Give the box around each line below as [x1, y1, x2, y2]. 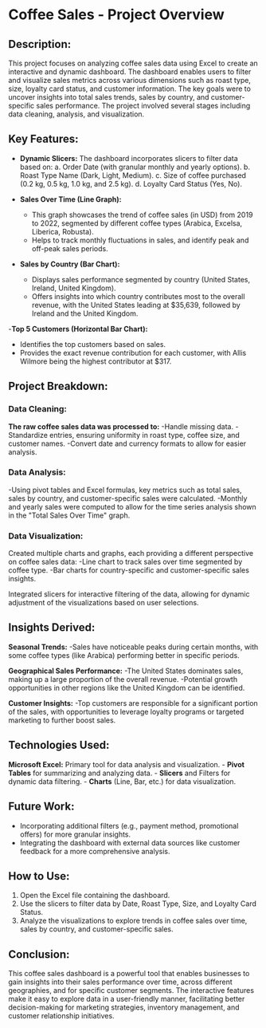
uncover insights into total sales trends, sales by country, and [8, 93, 209, 101]
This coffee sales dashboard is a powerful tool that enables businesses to [8, 969, 250, 979]
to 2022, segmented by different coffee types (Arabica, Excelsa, [31, 218, 243, 228]
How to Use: [8, 869, 70, 883]
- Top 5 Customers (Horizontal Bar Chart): [8, 324, 148, 333]
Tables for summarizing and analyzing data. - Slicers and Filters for [8, 768, 231, 778]
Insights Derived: [8, 620, 96, 635]
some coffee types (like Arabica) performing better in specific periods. [8, 650, 241, 660]
